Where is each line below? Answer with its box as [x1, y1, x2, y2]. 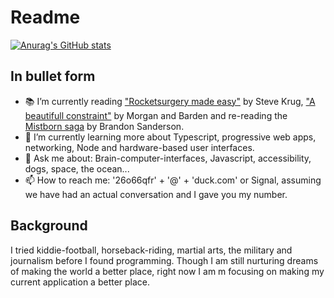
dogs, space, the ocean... [24, 162, 130, 175]
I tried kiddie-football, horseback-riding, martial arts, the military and [10, 244, 293, 256]
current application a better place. [10, 276, 151, 288]
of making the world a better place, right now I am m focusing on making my [10, 265, 325, 277]
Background [10, 217, 88, 235]
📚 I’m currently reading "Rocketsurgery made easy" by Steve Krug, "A [24, 95, 316, 107]
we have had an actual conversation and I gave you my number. [24, 188, 288, 200]
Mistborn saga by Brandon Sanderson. [24, 120, 185, 132]
